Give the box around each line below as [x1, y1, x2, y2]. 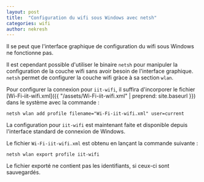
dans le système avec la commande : [6, 99, 100, 106]
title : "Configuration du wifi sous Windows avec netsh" [6, 15, 157, 21]
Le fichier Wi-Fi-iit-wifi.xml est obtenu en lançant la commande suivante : [6, 140, 199, 147]
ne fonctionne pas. [6, 49, 54, 57]
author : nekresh [6, 26, 48, 32]
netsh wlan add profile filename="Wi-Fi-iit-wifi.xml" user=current [6, 111, 184, 117]
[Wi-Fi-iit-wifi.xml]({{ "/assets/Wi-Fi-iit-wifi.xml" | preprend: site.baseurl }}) [6, 92, 196, 100]
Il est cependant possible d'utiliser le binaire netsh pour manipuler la [6, 61, 178, 68]
